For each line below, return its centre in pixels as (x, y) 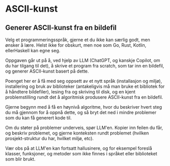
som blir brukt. (20, 159)
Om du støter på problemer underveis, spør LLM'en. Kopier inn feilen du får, (84, 128)
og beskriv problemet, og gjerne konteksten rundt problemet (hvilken (77, 133)
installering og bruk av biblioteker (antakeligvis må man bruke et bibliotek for (85, 86)
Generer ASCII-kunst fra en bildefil (61, 28)
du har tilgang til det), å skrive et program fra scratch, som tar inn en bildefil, (85, 66)
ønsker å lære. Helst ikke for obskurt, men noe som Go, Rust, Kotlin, (76, 45)
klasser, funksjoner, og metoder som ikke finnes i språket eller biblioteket (81, 154)
